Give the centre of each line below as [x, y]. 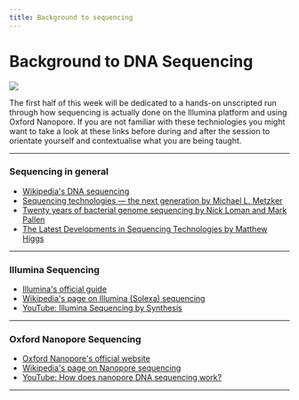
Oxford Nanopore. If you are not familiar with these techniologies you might [147, 122]
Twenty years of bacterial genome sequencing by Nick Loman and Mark [154, 210]
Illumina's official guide [65, 289]
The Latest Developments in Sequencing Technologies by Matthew [145, 228]
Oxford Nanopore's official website [86, 359]
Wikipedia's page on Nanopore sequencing [101, 368]
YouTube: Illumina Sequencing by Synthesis [102, 308]
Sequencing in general [59, 172]
